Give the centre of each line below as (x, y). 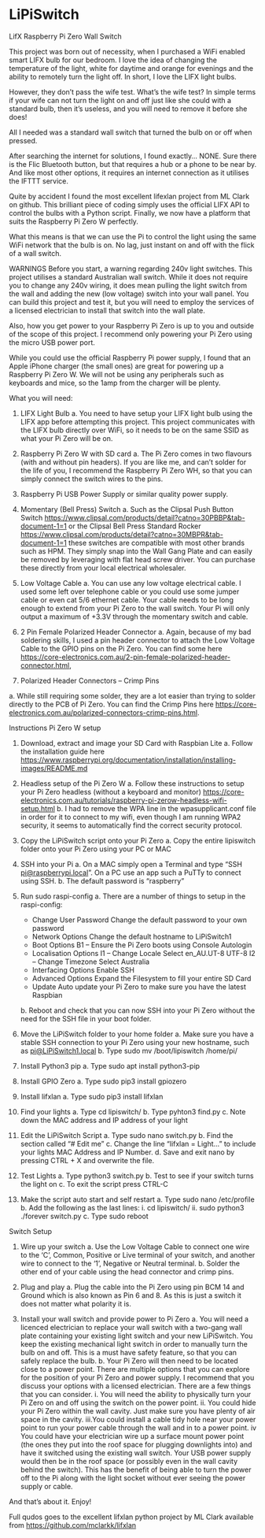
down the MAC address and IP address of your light (104, 1120)
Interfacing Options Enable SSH (83, 969)
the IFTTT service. (39, 181)
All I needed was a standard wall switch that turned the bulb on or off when (131, 132)
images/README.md (54, 768)
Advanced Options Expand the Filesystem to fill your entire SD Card (142, 978)
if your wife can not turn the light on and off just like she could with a (120, 100)
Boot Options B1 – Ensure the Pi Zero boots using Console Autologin (142, 945)
